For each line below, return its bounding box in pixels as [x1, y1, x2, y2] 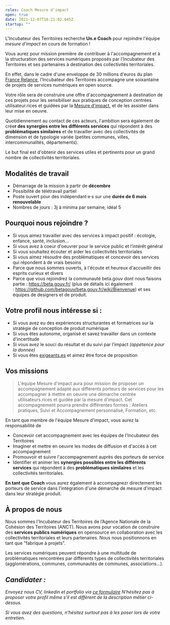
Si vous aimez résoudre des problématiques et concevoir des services [12, 254, 159, 260]
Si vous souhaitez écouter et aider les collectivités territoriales [12, 248, 143, 254]
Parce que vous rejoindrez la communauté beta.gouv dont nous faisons [12, 275, 162, 281]
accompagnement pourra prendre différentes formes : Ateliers [17, 401, 148, 408]
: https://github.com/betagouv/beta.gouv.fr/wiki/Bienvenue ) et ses [12, 286, 151, 292]
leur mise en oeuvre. [5, 108, 48, 114]
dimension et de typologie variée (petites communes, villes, [5, 134, 130, 140]
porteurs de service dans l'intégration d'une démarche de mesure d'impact [5, 485, 162, 491]
